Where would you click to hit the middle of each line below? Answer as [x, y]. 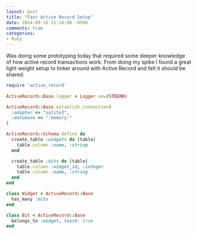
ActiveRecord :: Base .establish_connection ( [59, 107]
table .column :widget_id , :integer [60, 167]
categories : [21, 34]
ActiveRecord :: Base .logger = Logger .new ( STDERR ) [67, 96]
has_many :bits [30, 199]
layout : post [22, 11]
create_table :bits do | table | [50, 161]
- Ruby [14, 39]
